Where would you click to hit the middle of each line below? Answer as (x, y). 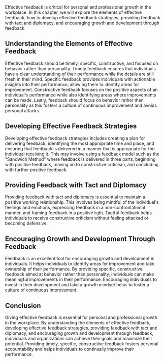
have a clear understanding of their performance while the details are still (80, 74)
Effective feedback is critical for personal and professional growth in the (78, 7)
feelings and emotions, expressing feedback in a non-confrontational (75, 208)
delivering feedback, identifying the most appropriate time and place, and (80, 143)
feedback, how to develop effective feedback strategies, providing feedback (83, 18)
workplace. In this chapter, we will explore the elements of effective (73, 12)
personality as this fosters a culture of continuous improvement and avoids (81, 105)
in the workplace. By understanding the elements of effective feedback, (78, 323)
